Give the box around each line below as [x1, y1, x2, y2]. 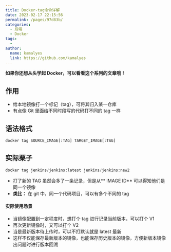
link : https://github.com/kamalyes [10, 55, 86, 61]
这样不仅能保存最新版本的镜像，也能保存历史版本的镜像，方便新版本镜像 [12, 235, 166, 241]
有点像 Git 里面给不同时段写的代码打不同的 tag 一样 [12, 107, 121, 114]
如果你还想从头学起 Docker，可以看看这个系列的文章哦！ [5, 70, 126, 76]
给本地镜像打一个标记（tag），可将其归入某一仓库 [12, 101, 117, 107]
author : [5, 46, 22, 51]
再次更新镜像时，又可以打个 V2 [12, 222, 79, 228]
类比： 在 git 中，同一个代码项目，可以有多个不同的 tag [12, 190, 129, 196]
